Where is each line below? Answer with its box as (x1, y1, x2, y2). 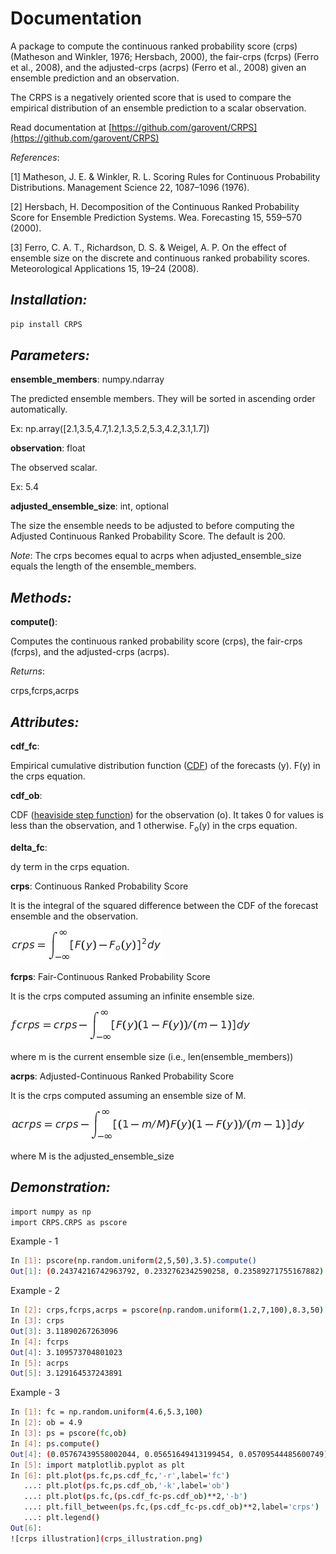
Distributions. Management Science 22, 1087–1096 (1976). (10, 181, 250, 193)
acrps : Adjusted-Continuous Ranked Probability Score (10, 1070, 235, 1082)
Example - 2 (10, 1285, 61, 1297)
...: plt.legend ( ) (23, 1513, 101, 1523)
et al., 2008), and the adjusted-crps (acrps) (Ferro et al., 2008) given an (10, 61, 307, 73)
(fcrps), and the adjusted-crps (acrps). (10, 646, 170, 658)
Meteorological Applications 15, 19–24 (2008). (10, 262, 200, 274)
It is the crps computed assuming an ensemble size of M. (10, 1089, 247, 1101)
